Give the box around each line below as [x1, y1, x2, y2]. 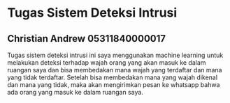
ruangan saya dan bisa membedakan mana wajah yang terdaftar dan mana [7, 66, 222, 74]
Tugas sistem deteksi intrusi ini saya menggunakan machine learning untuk [7, 51, 224, 59]
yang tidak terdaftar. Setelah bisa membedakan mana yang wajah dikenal [7, 73, 218, 81]
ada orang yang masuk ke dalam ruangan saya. [7, 88, 143, 96]
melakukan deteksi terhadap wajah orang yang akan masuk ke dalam [7, 58, 206, 67]
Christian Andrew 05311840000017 [7, 33, 166, 45]
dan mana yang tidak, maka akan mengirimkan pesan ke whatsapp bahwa [7, 81, 220, 88]
